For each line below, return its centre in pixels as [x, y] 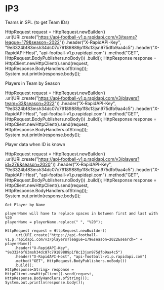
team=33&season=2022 [30, 103]
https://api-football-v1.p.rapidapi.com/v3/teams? [87, 37]
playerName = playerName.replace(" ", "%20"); [54, 222]
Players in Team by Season [33, 83]
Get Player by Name [25, 205]
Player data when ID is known [35, 144]
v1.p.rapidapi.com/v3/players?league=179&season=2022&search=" [72, 239]
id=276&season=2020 [28, 164]
